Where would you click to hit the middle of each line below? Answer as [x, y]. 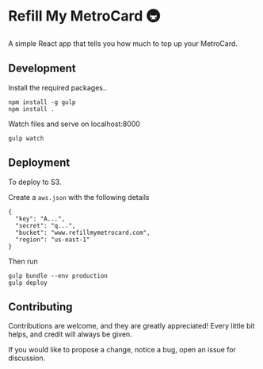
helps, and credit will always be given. [70, 334]
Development [42, 69]
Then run [23, 261]
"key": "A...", [40, 219]
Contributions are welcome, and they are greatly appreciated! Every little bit [131, 326]
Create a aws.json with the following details [79, 197]
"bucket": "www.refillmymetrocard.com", [83, 233]
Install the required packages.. [58, 87]
